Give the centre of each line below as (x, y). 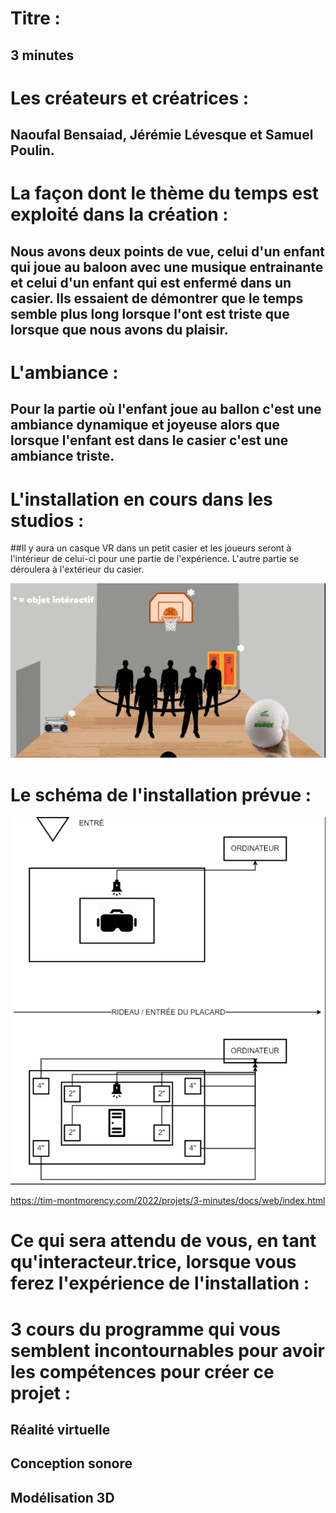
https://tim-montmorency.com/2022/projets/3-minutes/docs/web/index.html (168, 1201)
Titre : (35, 18)
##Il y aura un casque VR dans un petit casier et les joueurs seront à (151, 548)
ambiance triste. (62, 456)
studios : (47, 520)
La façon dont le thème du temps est (165, 193)
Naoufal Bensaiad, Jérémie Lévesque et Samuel (162, 135)
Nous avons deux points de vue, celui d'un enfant (168, 251)
